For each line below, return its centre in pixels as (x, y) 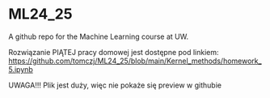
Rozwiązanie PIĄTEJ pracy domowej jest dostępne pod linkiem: (114, 52)
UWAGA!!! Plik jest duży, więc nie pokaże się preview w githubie (115, 85)
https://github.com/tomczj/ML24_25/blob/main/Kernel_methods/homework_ (135, 61)
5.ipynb (21, 69)
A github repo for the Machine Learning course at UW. (98, 36)
